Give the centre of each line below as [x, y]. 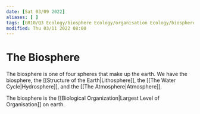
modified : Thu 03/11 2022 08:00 [46, 28]
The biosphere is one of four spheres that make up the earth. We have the [97, 74]
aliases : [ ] [22, 17]
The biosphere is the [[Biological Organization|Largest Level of [83, 98]
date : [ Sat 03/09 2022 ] [36, 12]
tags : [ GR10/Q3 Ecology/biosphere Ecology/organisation [77, 23]
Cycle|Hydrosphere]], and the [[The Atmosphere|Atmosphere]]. [84, 87]
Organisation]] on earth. [36, 104]
